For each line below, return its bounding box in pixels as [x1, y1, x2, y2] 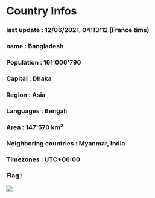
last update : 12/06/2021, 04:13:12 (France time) [6, 26, 150, 34]
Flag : [6, 171, 23, 180]
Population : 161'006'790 [6, 58, 81, 66]
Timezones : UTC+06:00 [6, 155, 80, 164]
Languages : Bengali [6, 107, 68, 115]
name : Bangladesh [6, 42, 64, 51]
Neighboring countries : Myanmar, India [6, 139, 125, 147]
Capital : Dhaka [6, 74, 52, 83]
